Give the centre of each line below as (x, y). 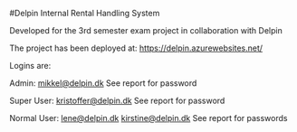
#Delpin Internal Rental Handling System (85, 13)
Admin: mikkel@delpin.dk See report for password (103, 83)
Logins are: (30, 66)
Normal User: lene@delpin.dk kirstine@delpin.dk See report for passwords (148, 118)
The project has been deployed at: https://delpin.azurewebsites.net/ (136, 48)
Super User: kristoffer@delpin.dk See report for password (117, 100)
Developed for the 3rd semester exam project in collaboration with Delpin (146, 30)
